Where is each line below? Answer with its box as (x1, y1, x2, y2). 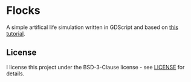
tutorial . (6, 30, 25, 37)
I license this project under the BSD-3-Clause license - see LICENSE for (6, 63, 185, 71)
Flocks (6, 4, 40, 17)
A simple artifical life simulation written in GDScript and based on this (6, 24, 178, 31)
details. (6, 70, 25, 77)
